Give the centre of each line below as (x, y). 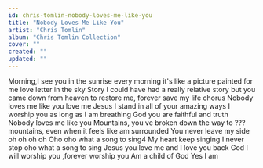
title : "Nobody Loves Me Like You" (66, 23)
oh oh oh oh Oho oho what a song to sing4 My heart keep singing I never (126, 139)
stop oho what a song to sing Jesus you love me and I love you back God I (128, 147)
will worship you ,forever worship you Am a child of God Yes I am (113, 155)
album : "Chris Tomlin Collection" (65, 37)
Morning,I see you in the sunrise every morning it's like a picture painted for (131, 81)
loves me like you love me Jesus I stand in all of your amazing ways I (119, 105)
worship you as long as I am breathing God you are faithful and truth (119, 114)
